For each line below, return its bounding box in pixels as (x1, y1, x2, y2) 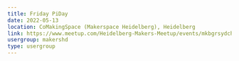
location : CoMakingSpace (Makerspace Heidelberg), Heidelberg (7, 23, 196, 30)
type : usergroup (7, 43, 55, 50)
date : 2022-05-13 (7, 17, 59, 24)
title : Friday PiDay (7, 10, 69, 18)
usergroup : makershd (7, 36, 69, 43)
